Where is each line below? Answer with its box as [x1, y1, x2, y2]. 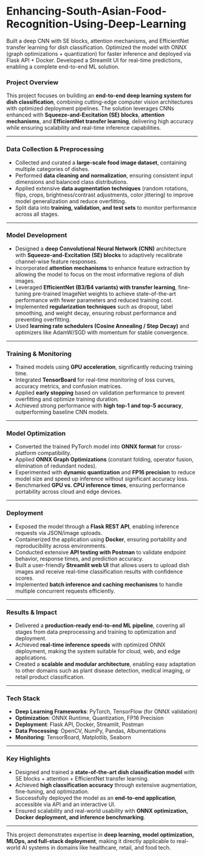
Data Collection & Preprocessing [6, 145, 104, 153]
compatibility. [37, 449, 72, 457]
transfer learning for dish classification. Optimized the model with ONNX [6, 44, 187, 51]
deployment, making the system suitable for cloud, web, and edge [15, 648, 181, 655]
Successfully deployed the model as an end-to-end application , [15, 794, 177, 801]
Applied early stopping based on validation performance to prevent [15, 389, 185, 397]
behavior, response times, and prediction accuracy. [15, 555, 144, 562]
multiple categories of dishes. [15, 165, 90, 172]
